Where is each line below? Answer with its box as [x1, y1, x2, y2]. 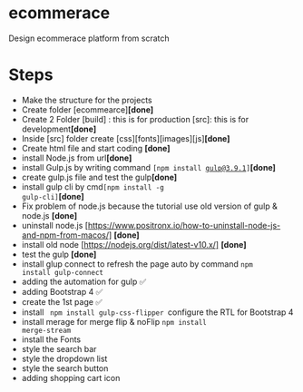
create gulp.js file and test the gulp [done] [21, 171, 178, 182]
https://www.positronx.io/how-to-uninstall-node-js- [87, 220, 281, 230]
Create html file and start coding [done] [21, 142, 171, 153]
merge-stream [21, 326, 72, 335]
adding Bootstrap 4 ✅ [21, 286, 103, 297]
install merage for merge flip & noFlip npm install [21, 316, 208, 327]
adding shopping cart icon [21, 372, 121, 383]
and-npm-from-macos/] [21, 230, 112, 240]
